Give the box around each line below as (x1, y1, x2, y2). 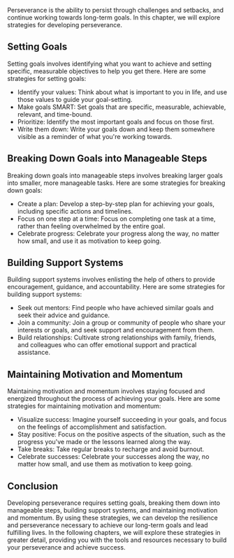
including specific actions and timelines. (17, 207, 133, 215)
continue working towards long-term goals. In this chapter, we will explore (7, 13, 221, 22)
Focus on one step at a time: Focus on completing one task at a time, (17, 214, 216, 223)
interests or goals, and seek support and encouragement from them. (17, 326, 214, 335)
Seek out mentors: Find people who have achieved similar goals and (17, 304, 214, 312)
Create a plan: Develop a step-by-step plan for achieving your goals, (17, 199, 215, 208)
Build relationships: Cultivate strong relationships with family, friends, (17, 333, 217, 342)
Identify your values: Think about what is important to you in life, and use (17, 87, 228, 96)
